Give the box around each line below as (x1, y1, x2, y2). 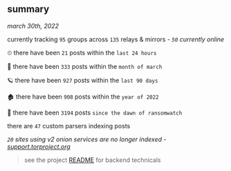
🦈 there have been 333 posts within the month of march (7, 62, 163, 70)
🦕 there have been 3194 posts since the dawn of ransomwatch (7, 108, 183, 117)
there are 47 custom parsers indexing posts (7, 121, 131, 130)
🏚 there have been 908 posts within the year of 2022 (7, 92, 159, 101)
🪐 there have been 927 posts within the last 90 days (7, 76, 158, 84)
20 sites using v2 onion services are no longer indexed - (7, 135, 167, 143)
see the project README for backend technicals (24, 156, 161, 164)
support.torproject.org (7, 142, 71, 150)
